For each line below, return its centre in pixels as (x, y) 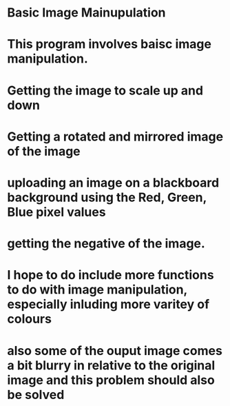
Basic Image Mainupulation (86, 13)
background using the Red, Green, (107, 197)
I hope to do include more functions (111, 275)
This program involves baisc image (109, 44)
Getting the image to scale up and (105, 90)
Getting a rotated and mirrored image (115, 136)
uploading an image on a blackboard (113, 182)
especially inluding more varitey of (108, 304)
